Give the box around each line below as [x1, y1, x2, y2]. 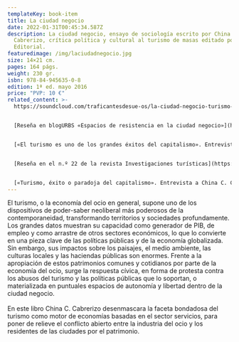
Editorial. [14, 43, 46, 50]
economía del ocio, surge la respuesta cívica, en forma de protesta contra [7, 267, 224, 275]
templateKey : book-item [7, 10, 78, 18]
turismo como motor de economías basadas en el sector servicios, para [7, 312, 218, 321]
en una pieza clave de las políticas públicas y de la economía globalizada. [7, 236, 223, 245]
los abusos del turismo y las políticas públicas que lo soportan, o [7, 274, 197, 283]
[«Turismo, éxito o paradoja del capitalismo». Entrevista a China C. [14, 179, 228, 186]
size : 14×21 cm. [7, 57, 55, 64]
